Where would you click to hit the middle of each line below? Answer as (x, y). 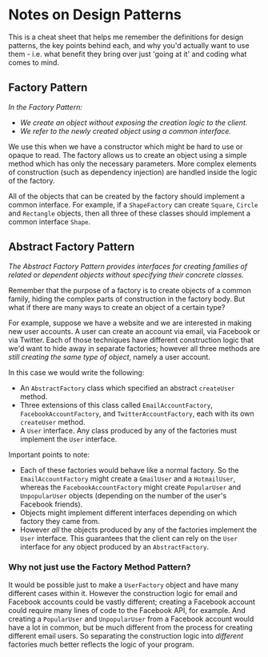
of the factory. (32, 180)
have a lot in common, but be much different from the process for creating (131, 627)
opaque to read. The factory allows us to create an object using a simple (128, 155)
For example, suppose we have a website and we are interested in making (130, 323)
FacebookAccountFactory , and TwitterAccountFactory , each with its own (137, 413)
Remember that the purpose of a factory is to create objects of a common (130, 290)
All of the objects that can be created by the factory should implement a (127, 196)
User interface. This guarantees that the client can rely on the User (129, 538)
